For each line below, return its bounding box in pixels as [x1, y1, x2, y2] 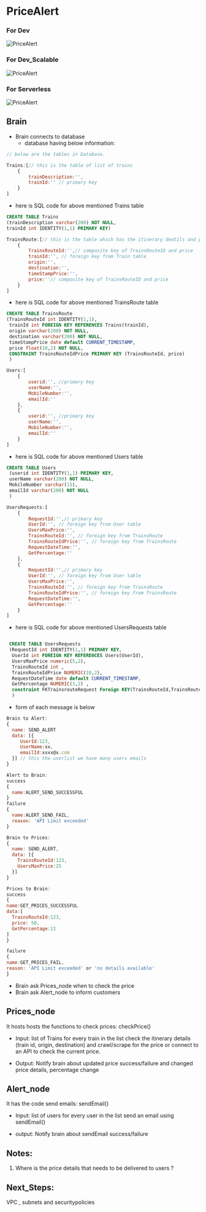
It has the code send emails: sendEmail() [6, 1100, 109, 1108]
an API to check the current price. [15, 1047, 101, 1055]
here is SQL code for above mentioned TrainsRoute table [15, 299, 159, 306]
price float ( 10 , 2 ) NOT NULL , [9, 345, 84, 351]
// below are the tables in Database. [6, 151, 105, 157]
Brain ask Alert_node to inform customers [15, 989, 121, 996]
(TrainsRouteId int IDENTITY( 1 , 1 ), [6, 316, 97, 323]
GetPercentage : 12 [12, 925, 56, 931]
